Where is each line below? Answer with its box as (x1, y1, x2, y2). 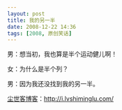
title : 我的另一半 (7, 17, 56, 24)
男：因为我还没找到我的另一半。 (7, 80, 99, 88)
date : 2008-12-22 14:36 (7, 23, 77, 30)
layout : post (7, 10, 45, 18)
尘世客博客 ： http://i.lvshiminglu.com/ (7, 95, 114, 103)
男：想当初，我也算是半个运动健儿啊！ (7, 50, 117, 58)
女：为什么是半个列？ (7, 64, 68, 74)
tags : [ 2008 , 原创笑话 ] (7, 29, 72, 37)
